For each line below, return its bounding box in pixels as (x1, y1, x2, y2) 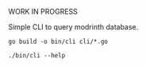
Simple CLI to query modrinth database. (8, 22, 139, 31)
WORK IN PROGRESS (8, 7, 78, 16)
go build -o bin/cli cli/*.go (8, 37, 109, 45)
